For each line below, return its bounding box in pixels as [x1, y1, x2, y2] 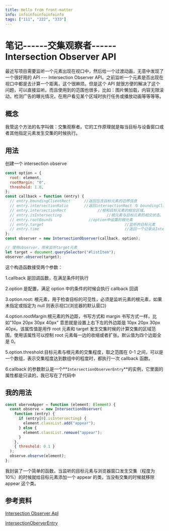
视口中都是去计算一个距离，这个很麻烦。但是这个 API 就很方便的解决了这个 [5, 81, 160, 87]
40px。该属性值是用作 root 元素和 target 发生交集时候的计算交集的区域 [5, 325, 152, 332]
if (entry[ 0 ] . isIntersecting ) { [18, 416, 87, 421]
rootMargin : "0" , [10, 180, 46, 185]
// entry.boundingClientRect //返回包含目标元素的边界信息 [10, 199, 137, 204]
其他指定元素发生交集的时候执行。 [9, 130, 80, 136]
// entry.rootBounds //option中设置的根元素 [10, 217, 133, 222]
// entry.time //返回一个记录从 [10, 227, 155, 232]
